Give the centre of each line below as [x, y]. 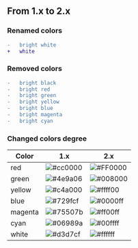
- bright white [32, 45]
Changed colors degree [47, 138]
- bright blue [30, 109]
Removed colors [35, 69]
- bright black [32, 83]
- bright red [29, 89]
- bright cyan [30, 121]
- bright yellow [33, 102]
